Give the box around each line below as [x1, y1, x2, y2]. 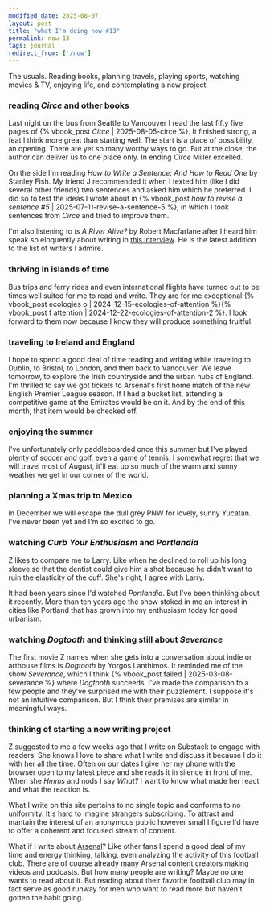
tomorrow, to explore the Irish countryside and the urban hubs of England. [8, 371, 254, 381]
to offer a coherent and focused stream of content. [8, 826, 177, 836]
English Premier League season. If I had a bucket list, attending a [8, 388, 223, 399]
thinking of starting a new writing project [8, 724, 171, 734]
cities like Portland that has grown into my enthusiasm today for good [8, 605, 238, 614]
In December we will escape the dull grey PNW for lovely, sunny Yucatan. [8, 508, 252, 518]
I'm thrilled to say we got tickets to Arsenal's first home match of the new [8, 380, 251, 390]
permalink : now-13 [8, 34, 70, 43]
